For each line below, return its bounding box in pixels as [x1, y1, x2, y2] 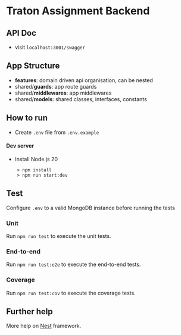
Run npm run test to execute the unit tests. [6, 232, 111, 239]
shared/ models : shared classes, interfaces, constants [14, 95, 147, 102]
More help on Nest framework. [6, 323, 82, 330]
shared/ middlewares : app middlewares [14, 89, 112, 96]
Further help [6, 306, 54, 317]
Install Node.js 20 [14, 155, 58, 162]
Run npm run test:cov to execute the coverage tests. [6, 289, 136, 296]
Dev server [6, 142, 35, 149]
